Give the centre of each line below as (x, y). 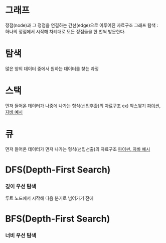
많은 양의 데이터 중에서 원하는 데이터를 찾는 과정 (52, 68)
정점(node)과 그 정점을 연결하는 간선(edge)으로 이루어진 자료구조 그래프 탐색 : (82, 25)
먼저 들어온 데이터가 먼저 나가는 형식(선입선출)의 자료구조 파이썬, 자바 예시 (78, 149)
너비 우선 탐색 (21, 235)
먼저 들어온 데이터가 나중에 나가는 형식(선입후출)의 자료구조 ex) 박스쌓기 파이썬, (83, 106)
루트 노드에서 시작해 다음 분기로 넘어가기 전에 (49, 198)
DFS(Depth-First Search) (58, 170)
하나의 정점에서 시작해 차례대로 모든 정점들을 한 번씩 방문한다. (65, 31)
